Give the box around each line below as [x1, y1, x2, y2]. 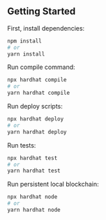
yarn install [7, 50, 45, 58]
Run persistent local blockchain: [7, 180, 99, 189]
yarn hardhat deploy [7, 128, 68, 135]
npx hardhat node [7, 194, 58, 201]
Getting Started [7, 6, 76, 17]
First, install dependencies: [7, 24, 85, 32]
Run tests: [7, 141, 36, 149]
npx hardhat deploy [7, 116, 64, 123]
